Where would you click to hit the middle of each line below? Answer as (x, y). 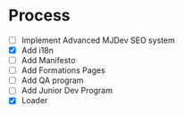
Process (39, 16)
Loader (34, 101)
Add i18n (38, 50)
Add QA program (52, 80)
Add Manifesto (48, 61)
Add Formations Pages (63, 70)
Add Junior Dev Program (67, 91)
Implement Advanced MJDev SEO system (98, 40)
